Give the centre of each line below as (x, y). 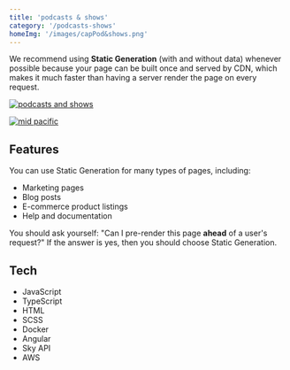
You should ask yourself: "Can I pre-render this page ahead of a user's (138, 233)
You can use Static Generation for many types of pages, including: (130, 171)
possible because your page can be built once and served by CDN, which (143, 68)
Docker (35, 329)
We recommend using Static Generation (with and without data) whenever (145, 59)
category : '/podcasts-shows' (63, 26)
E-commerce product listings (75, 207)
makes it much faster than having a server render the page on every (133, 78)
